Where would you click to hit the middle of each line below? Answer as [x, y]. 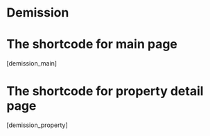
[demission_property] [37, 125]
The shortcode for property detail [105, 91]
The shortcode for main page [92, 45]
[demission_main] [32, 64]
